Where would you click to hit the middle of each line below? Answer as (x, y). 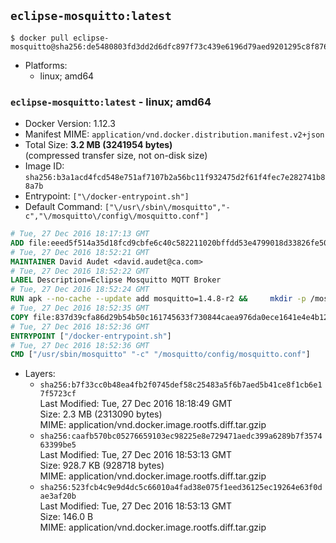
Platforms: (46, 65)
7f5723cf (58, 394)
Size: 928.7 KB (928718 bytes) (102, 466)
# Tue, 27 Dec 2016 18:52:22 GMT (80, 271)
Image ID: (44, 166)
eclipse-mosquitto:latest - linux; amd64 (111, 102)
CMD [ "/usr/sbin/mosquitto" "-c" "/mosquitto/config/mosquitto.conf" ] (160, 355)
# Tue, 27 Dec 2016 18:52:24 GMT (80, 290)
